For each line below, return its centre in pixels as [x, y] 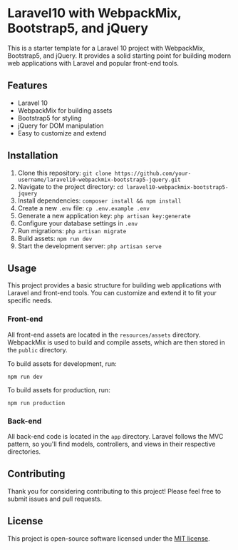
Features [27, 86]
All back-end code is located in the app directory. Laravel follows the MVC [115, 436]
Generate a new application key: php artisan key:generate [104, 215]
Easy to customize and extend [62, 133]
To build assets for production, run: [59, 389]
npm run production [36, 403]
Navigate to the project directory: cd [70, 186]
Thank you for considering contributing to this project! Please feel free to [114, 491]
